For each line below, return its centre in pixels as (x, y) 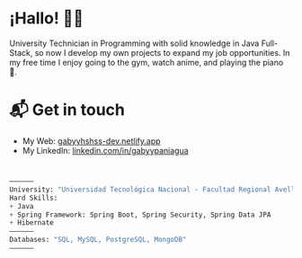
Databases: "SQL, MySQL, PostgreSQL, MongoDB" (98, 240)
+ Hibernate (31, 223)
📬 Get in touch (67, 110)
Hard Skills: (34, 198)
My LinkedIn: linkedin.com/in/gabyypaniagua (105, 150)
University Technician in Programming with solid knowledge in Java (134, 43)
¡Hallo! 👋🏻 (46, 18)
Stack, (21, 52)
